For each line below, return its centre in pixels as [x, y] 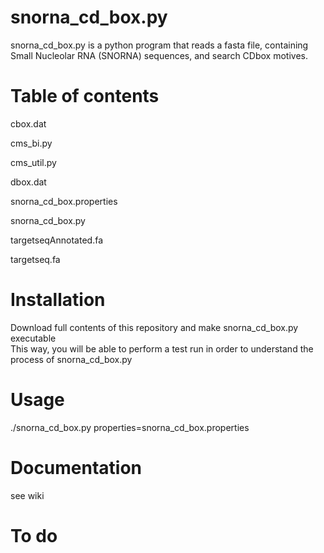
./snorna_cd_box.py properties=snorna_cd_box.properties [130, 427]
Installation [58, 300]
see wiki [27, 495]
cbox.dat [28, 123]
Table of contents [85, 96]
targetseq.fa [35, 259]
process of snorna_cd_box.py [71, 359]
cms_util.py [33, 162]
